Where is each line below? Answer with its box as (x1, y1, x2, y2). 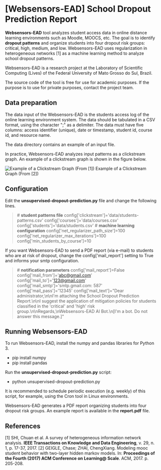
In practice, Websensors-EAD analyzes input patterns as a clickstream (5, 151, 146, 157)
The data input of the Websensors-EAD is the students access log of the (5, 112, 149, 117)
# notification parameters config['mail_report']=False (16, 267, 125, 273)
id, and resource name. (5, 132, 51, 138)
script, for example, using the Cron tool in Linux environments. (5, 393, 129, 399)
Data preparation (5, 98, 57, 107)
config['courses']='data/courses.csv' (44, 217, 118, 223)
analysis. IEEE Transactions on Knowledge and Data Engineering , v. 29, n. (5, 440, 155, 446)
